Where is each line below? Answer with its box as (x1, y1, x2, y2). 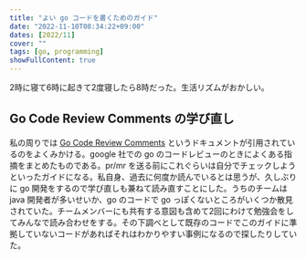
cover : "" (9, 38, 47, 48)
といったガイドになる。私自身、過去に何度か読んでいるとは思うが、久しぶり (9, 171, 298, 182)
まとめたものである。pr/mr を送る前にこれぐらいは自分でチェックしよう (25, 160, 297, 171)
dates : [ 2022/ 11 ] (9, 30, 76, 39)
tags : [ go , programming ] (9, 47, 104, 57)
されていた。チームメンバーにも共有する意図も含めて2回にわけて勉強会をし (9, 205, 294, 216)
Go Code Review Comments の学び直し (9, 111, 235, 127)
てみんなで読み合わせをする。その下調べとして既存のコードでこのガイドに (9, 216, 290, 228)
